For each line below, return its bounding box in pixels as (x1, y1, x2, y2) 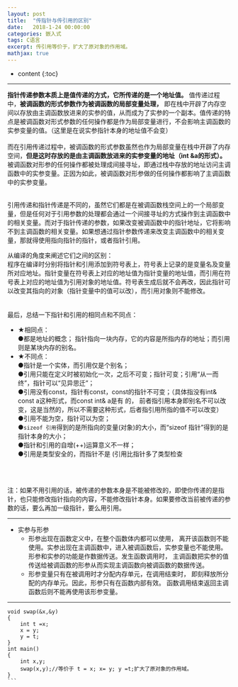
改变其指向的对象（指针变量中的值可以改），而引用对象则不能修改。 (13, 286, 209, 295)
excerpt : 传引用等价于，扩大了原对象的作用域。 (7, 43, 131, 50)
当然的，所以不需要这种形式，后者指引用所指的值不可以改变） (42, 405, 223, 413)
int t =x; (20, 620, 50, 627)
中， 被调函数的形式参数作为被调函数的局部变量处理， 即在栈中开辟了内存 (7, 99, 220, 108)
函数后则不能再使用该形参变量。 (28, 587, 122, 596)
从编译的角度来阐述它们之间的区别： (7, 251, 113, 259)
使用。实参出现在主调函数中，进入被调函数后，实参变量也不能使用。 (28, 543, 227, 552)
